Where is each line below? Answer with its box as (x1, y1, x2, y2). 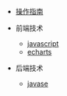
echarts (26, 48, 52, 56)
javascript (26, 39, 59, 48)
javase (26, 79, 48, 88)
